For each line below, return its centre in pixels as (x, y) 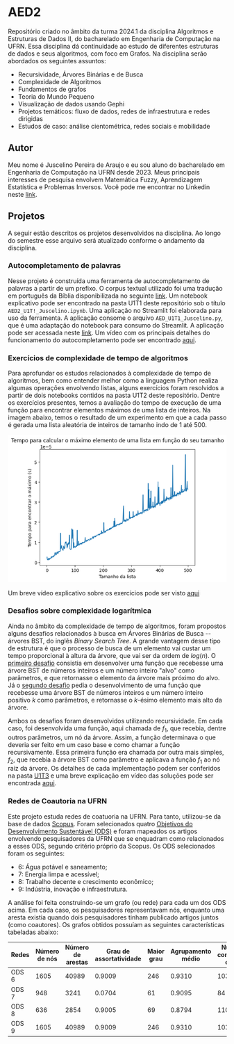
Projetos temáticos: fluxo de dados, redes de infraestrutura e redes (114, 111)
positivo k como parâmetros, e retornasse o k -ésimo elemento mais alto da (115, 700)
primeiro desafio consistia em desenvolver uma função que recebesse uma (116, 663)
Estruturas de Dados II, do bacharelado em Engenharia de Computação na (114, 38)
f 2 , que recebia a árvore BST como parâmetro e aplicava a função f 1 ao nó (114, 760)
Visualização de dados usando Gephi (71, 104)
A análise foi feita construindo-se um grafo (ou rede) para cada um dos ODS (117, 902)
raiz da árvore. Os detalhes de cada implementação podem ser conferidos (114, 769)
